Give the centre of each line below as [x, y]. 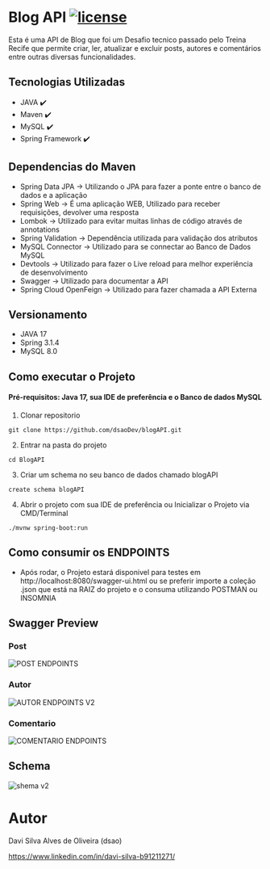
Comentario [32, 723]
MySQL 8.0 [39, 351]
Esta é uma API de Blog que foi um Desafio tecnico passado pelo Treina [127, 40]
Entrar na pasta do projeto [63, 445]
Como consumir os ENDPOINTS [89, 553]
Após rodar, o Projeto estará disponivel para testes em [110, 572]
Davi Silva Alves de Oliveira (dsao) [65, 841]
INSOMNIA [38, 598]
